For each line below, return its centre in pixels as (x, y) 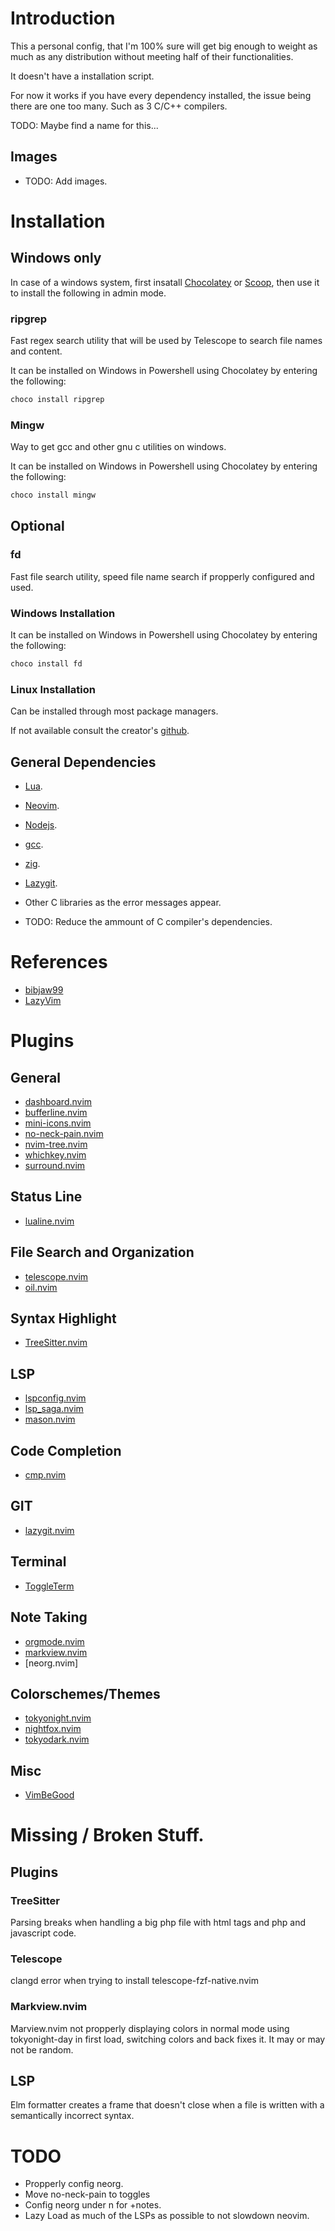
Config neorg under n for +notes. (93, 2205)
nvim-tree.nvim (56, 1144)
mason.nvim (50, 1419)
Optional (37, 526)
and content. (36, 351)
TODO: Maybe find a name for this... (84, 125)
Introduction (63, 18)
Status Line (46, 1197)
